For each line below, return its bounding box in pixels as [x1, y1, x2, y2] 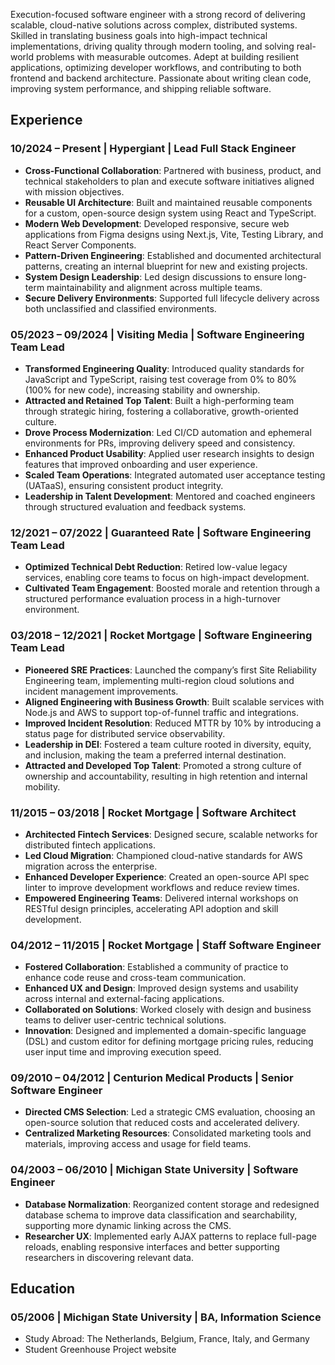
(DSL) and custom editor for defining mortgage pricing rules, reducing [24, 1035, 314, 1048]
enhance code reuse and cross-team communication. [24, 972, 247, 984]
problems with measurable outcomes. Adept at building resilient [35, 51, 299, 63]
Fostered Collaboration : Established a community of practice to [24, 961, 289, 973]
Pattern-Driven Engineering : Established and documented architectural [24, 249, 322, 261]
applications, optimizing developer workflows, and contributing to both [10, 62, 302, 73]
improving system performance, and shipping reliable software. [10, 83, 272, 94]
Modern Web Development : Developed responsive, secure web [24, 217, 290, 229]
